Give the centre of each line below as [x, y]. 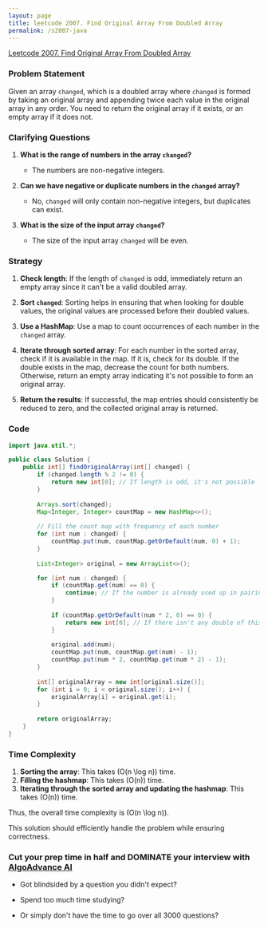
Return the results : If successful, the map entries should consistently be [139, 400]
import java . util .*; [43, 445]
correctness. [29, 837]
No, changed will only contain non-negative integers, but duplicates [141, 201]
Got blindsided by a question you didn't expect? [98, 885]
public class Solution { [49, 460]
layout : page [30, 16]
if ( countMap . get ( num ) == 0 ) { [103, 586]
